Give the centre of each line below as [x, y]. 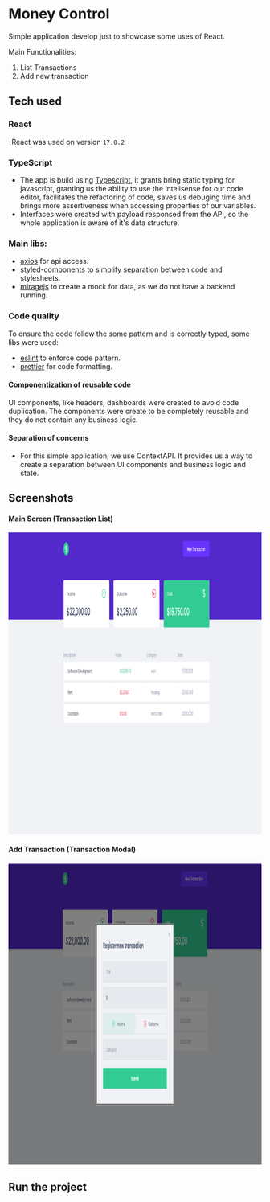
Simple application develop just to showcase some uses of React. [117, 36]
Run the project [47, 1187]
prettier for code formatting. [66, 366]
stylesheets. [40, 278]
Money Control [59, 14]
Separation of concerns [49, 438]
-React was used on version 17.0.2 [66, 142]
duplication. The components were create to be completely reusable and [129, 411]
